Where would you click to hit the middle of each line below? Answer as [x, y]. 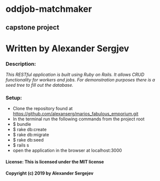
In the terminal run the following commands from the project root [79, 119]
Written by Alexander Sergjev [67, 48]
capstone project [33, 27]
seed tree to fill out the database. [40, 85]
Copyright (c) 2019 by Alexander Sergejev [50, 173]
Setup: [14, 98]
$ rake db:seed [28, 140]
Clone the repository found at [43, 109]
